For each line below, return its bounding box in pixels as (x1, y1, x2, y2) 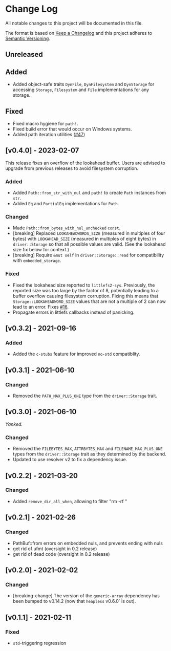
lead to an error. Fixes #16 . (12, 303, 69, 310)
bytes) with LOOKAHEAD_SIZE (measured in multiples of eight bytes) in (12, 236, 156, 242)
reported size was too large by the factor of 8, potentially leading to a (12, 287, 159, 293)
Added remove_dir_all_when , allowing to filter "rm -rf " (12, 498, 127, 504)
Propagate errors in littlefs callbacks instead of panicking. (12, 309, 135, 315)
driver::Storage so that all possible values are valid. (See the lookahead (12, 241, 166, 247)
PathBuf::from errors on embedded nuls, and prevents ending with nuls (12, 540, 163, 546)
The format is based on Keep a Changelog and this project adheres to (5, 30, 153, 36)
